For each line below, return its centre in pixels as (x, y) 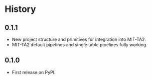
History (20, 9)
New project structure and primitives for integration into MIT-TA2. (79, 39)
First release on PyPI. (34, 72)
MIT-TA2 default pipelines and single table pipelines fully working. (79, 45)
